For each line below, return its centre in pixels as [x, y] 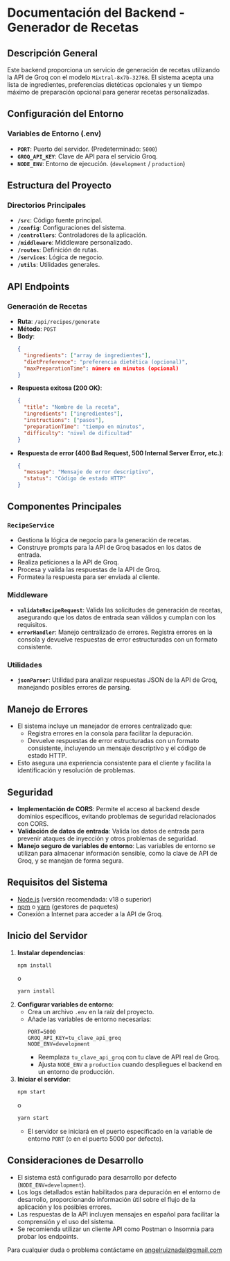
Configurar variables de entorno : [65, 1004]
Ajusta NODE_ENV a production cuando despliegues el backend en [130, 1064]
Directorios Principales [47, 205]
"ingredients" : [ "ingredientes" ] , [73, 414]
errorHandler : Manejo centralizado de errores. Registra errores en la [115, 632]
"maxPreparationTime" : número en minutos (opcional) [101, 368]
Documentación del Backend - [96, 13]
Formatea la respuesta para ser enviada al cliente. [88, 577]
